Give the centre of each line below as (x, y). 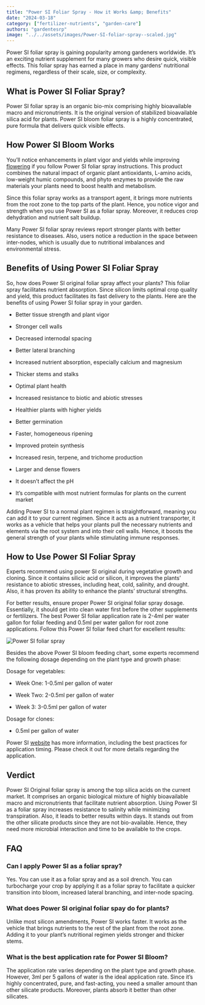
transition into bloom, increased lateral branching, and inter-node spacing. (100, 892)
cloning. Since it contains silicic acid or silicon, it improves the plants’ (94, 578)
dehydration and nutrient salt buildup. (54, 217)
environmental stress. (34, 249)
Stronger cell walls (39, 326)
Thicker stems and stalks (47, 374)
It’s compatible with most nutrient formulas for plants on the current (100, 493)
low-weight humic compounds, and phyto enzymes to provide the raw (95, 179)
